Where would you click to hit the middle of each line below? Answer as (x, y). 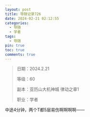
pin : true (15, 45)
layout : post (18, 9)
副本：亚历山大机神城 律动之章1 (48, 89)
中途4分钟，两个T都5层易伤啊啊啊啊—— (45, 110)
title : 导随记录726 (23, 14)
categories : (17, 23)
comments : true (20, 54)
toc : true (15, 50)
